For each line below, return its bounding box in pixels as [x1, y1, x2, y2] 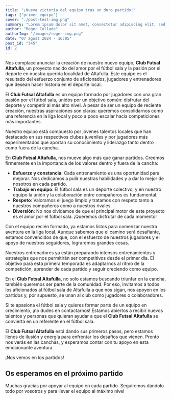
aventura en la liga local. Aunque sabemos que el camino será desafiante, [5, 229, 161, 235]
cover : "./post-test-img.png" [5, 17, 70, 22]
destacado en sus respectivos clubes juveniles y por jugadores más [5, 134, 148, 140]
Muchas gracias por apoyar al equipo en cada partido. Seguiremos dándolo [5, 383, 164, 389]
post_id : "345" [5, 41, 38, 46]
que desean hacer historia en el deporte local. [5, 81, 102, 87]
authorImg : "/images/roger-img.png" [5, 31, 83, 36]
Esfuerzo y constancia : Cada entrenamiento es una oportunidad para [12, 170, 160, 176]
